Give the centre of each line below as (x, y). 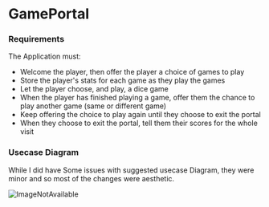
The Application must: (45, 56)
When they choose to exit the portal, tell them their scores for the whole (139, 123)
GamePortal (49, 14)
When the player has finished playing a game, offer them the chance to (137, 98)
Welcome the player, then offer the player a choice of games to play (132, 72)
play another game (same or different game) (93, 106)
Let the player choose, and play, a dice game (94, 89)
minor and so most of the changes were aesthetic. (92, 178)
